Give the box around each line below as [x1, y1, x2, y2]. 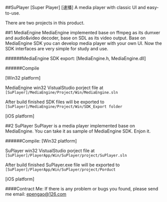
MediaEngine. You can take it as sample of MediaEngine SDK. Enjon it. [5, 128, 151, 134]
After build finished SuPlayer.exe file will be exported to [5, 162, 120, 168]
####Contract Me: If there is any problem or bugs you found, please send [5, 186, 158, 191]
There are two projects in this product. [5, 20, 85, 26]
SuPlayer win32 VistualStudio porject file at [5, 148, 95, 154]
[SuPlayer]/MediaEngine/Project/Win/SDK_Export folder [5, 104, 123, 109]
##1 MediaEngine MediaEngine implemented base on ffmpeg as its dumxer [5, 30, 160, 35]
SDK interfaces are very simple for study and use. [5, 46, 109, 51]
